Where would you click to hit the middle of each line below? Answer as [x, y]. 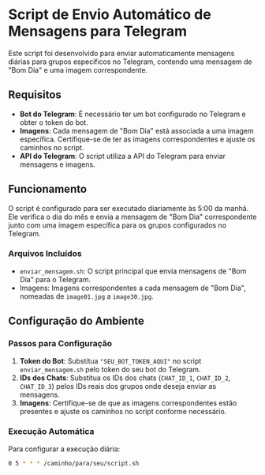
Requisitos [35, 95]
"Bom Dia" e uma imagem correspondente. [78, 70]
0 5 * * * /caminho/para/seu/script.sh [74, 463]
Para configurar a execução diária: [64, 449]
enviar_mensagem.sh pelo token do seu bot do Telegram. [110, 369]
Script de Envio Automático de [110, 15]
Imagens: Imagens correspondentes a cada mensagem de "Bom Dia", [132, 288]
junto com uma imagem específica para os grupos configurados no [118, 225]
